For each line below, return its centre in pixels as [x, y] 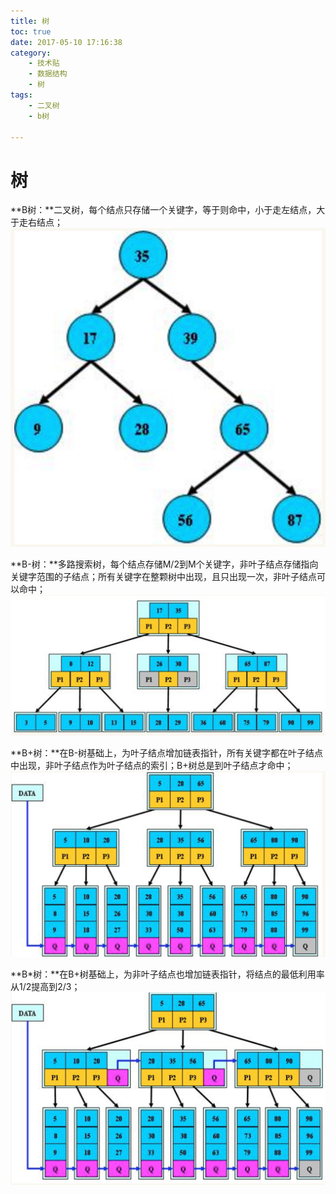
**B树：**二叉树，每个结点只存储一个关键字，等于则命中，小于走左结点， [163, 210]
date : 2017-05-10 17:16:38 [66, 42]
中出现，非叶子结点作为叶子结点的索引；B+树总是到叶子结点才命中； [152, 765]
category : [31, 53]
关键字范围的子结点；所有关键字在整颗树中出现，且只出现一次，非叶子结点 [163, 577]
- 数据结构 [48, 74]
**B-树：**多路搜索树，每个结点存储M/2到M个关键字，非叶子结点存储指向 [164, 564]
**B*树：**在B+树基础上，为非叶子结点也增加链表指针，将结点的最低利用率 [167, 974]
